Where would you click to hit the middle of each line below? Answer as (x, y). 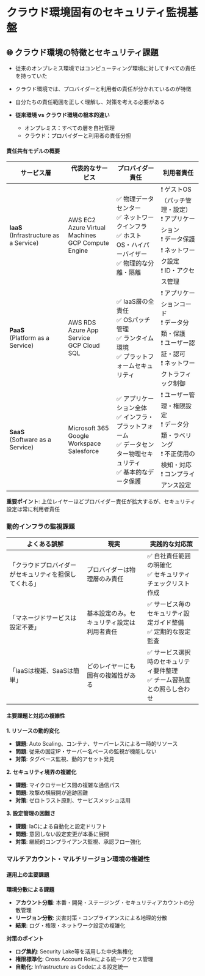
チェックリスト (169, 584)
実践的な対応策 (171, 544)
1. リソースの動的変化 (33, 730)
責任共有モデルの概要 (33, 151)
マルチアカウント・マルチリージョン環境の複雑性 (78, 859)
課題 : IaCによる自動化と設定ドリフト (61, 826)
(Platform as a (30, 338)
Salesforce (84, 451)
